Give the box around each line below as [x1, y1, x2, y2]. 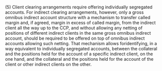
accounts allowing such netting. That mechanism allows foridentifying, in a [5, 41, 157, 46]
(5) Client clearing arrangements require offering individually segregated [5, 4, 153, 10]
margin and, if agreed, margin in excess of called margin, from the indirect [5, 20, 156, 25]
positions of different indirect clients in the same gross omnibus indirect [5, 30, 151, 36]
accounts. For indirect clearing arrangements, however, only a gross [5, 9, 144, 15]
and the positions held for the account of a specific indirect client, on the [5, 51, 153, 57]
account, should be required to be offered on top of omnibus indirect [5, 35, 145, 41]
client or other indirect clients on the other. [5, 61, 92, 67]
